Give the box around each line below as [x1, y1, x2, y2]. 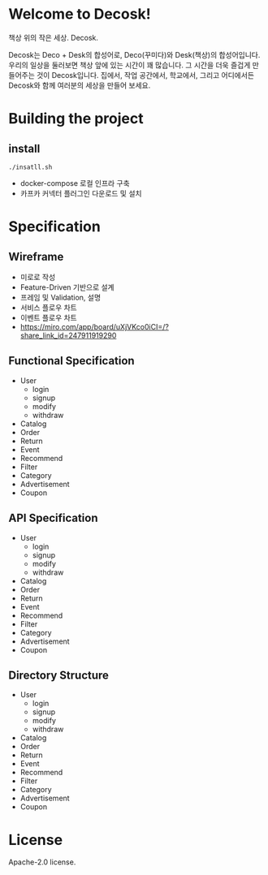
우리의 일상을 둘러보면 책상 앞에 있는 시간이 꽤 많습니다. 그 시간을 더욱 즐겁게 [8, 60, 251, 70]
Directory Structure [8, 668, 110, 682]
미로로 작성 [19, 272, 56, 282]
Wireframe [8, 249, 64, 264]
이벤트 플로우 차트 [19, 312, 77, 322]
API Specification [8, 511, 99, 525]
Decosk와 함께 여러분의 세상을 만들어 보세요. [8, 80, 151, 90]
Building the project [8, 110, 144, 128]
